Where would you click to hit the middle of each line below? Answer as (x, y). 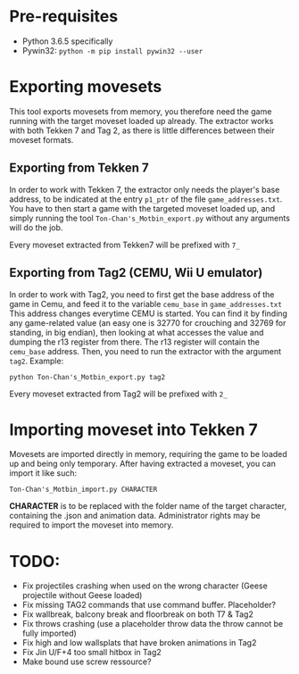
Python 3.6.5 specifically (67, 41)
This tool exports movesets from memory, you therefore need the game (141, 111)
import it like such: (43, 473)
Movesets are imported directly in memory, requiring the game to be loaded (148, 454)
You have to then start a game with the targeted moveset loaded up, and (142, 208)
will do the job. (36, 227)
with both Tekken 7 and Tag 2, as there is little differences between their (142, 130)
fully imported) (50, 633)
